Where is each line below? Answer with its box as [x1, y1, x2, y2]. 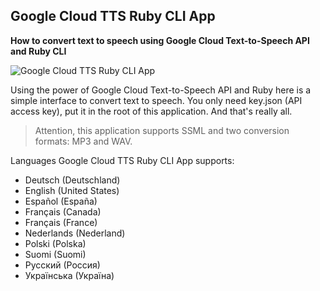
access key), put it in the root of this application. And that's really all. [10, 105, 293, 117]
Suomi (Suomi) [24, 248, 87, 260]
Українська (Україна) [24, 269, 115, 281]
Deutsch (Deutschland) [24, 174, 121, 186]
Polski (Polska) [24, 237, 87, 249]
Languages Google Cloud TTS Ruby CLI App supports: [10, 154, 235, 166]
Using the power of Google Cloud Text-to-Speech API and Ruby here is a [10, 84, 312, 96]
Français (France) [24, 216, 98, 228]
